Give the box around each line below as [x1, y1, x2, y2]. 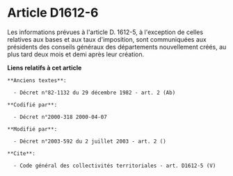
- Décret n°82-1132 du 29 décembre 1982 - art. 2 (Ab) [13, 89, 176, 96]
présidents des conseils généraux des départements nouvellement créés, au [7, 42, 227, 51]
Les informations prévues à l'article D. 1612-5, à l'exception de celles [7, 28, 204, 36]
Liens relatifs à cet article [7, 63, 82, 72]
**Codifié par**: [7, 101, 58, 109]
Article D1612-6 [7, 5, 99, 21]
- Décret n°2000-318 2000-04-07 [13, 113, 108, 120]
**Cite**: [7, 150, 36, 157]
